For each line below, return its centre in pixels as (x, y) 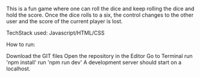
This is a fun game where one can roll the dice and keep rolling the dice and (100, 9)
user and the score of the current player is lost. (64, 21)
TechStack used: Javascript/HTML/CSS (55, 33)
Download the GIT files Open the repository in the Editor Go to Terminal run (99, 56)
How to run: (21, 44)
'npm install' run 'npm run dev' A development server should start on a (94, 62)
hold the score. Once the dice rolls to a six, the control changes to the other (100, 15)
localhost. (18, 69)
